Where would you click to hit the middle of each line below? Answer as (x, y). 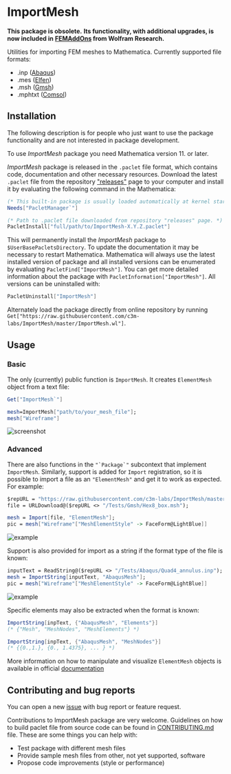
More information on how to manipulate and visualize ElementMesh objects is (114, 661)
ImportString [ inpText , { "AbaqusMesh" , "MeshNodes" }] (84, 642)
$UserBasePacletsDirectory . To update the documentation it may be (103, 247)
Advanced (25, 449)
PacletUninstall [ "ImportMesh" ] (52, 297)
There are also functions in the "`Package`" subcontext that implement (107, 464)
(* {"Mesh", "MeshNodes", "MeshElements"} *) (73, 629)
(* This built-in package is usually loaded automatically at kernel (109, 201)
